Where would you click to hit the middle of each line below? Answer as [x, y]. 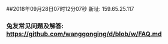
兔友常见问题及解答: [35, 26]
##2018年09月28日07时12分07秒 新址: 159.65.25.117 [70, 9]
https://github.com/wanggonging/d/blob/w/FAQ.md [84, 34]
